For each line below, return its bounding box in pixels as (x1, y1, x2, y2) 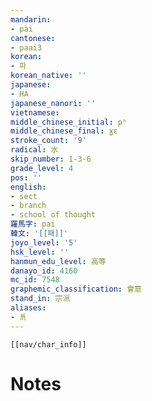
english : (10, 182, 47, 192)
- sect (10, 191, 38, 201)
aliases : (10, 303, 47, 313)
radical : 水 (10, 145, 59, 155)
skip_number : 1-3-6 (10, 154, 92, 164)
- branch (10, 201, 47, 211)
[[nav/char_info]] (10, 339, 87, 350)
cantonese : (10, 33, 56, 43)
